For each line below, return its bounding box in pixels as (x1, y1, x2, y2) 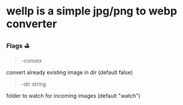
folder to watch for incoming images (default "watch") (6, 92, 141, 100)
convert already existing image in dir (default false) (6, 69, 133, 76)
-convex (21, 57, 42, 65)
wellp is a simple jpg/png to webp (6, 4, 178, 18)
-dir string (21, 80, 47, 88)
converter (6, 17, 57, 31)
